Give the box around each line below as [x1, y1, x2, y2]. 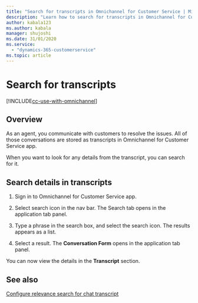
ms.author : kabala [6, 25, 51, 31]
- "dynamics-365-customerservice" [11, 47, 96, 53]
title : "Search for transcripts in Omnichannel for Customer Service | [6, 8, 186, 15]
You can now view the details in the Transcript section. [6, 258, 140, 265]
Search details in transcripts [6, 177, 112, 187]
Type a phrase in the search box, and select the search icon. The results [14, 222, 190, 229]
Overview [6, 114, 43, 124]
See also [6, 275, 38, 285]
